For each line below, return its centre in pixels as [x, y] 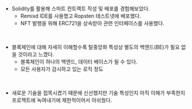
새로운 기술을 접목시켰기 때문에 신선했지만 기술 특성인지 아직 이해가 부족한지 [98, 93]
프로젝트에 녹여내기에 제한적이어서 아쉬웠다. [62, 100]
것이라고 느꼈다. [36, 54]
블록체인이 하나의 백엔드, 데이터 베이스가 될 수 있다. [79, 62]
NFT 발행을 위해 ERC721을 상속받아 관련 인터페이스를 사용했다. [92, 23]
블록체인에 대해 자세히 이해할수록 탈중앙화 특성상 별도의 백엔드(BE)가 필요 [96, 47]
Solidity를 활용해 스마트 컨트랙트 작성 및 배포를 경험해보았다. [81, 8]
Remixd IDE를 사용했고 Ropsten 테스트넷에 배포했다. [81, 16]
